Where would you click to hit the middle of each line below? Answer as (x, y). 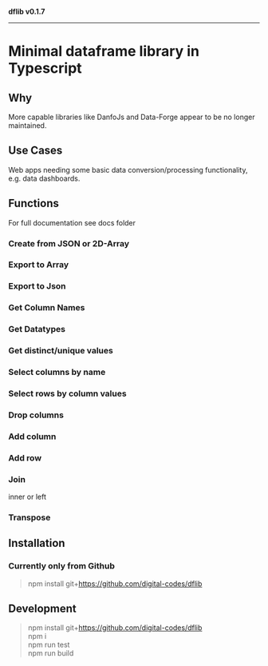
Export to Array (39, 265)
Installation (37, 543)
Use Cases (35, 151)
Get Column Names (47, 308)
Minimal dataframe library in (104, 52)
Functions (34, 203)
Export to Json (37, 286)
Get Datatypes (37, 329)
